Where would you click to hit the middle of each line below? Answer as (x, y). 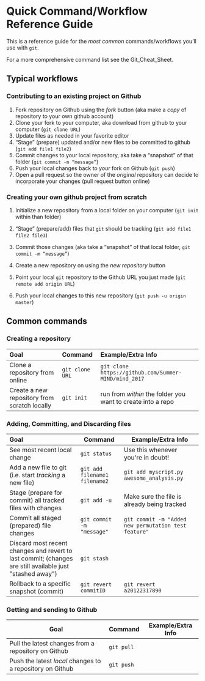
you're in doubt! (147, 457)
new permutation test (155, 525)
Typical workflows (42, 79)
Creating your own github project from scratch (77, 197)
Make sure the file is (153, 496)
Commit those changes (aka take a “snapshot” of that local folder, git (103, 247)
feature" (137, 531)
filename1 (94, 475)
